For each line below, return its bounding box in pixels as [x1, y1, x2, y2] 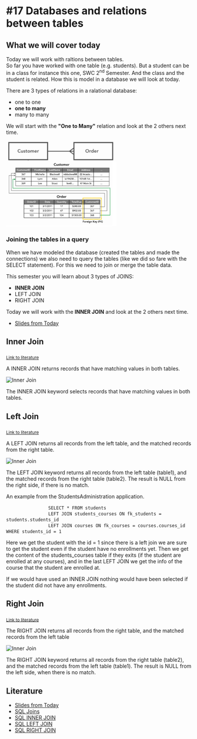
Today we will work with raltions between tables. [6, 56, 124, 63]
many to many [14, 111, 49, 118]
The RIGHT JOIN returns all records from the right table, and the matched [6, 627, 184, 635]
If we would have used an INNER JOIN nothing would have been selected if [6, 575, 188, 582]
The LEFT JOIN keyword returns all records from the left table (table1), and [6, 469, 187, 476]
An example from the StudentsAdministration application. [6, 492, 145, 500]
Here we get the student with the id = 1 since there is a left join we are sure [6, 538, 187, 546]
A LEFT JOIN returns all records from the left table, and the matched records [6, 439, 192, 446]
